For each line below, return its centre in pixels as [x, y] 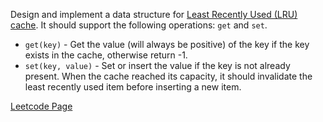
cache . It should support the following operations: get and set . [139, 25]
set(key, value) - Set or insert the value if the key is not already [157, 65]
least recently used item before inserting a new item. [133, 87]
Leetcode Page [41, 106]
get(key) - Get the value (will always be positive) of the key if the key [167, 44]
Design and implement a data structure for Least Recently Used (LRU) [154, 14]
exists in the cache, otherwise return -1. [106, 55]
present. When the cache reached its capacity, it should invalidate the [168, 76]
